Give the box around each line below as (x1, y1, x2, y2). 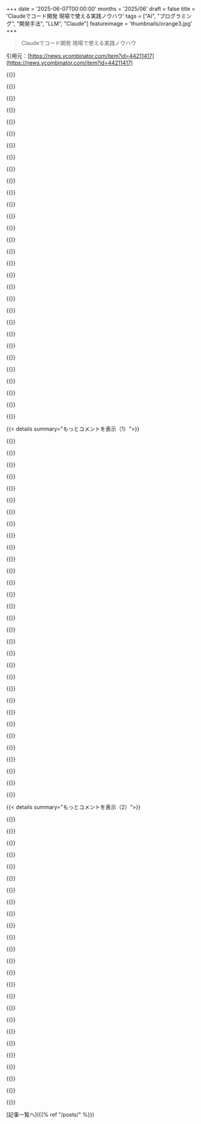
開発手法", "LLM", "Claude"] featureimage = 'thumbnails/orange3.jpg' (19, 20, 192, 27)
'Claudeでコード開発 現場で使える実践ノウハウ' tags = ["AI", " (6, 12, 160, 19)
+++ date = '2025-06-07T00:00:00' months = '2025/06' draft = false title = (6, 5, 196, 12)
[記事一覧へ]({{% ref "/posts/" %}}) (6, 1111, 95, 1118)
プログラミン (159, 12, 192, 19)
